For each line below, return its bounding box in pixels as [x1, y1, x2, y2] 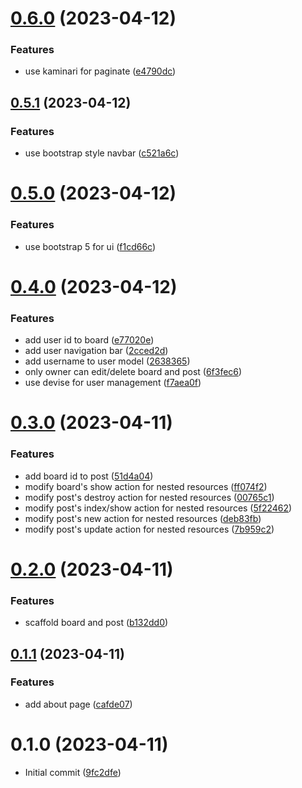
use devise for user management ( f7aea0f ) [24, 377, 202, 389]
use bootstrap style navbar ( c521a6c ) [24, 147, 180, 159]
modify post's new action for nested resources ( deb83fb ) [24, 512, 262, 524]
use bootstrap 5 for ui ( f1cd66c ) [24, 240, 157, 252]
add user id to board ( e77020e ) [24, 334, 155, 346]
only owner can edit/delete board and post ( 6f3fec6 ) [24, 366, 243, 378]
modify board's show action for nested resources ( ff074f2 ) [24, 480, 268, 492]
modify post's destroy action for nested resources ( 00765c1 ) [24, 491, 275, 503]
